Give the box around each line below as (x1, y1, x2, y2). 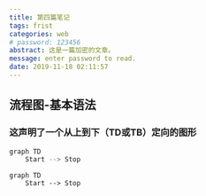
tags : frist (9, 21, 53, 30)
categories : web (9, 29, 69, 38)
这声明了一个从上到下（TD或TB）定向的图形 (9, 126, 197, 138)
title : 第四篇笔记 (9, 12, 71, 22)
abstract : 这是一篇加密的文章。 (9, 46, 115, 55)
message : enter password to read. (9, 54, 137, 63)
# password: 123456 (9, 37, 81, 47)
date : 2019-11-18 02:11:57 (9, 63, 109, 72)
